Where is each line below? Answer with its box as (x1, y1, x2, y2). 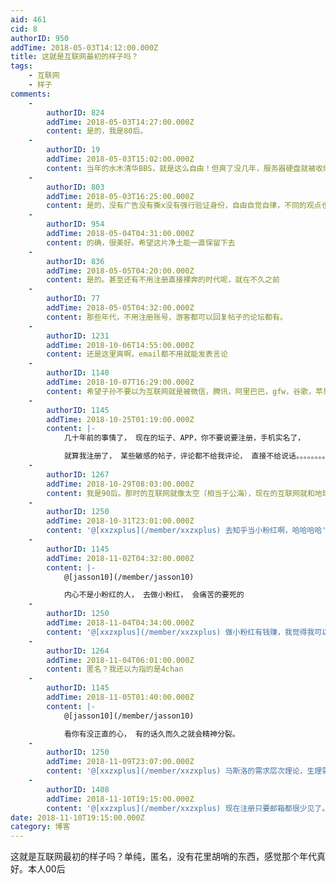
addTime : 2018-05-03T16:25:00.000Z (46, 191, 195, 201)
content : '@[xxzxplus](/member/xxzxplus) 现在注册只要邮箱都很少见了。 (46, 803, 330, 813)
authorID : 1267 (46, 469, 110, 480)
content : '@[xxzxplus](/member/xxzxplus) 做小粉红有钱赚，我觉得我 (46, 627, 315, 637)
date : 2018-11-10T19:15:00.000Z (10, 812, 145, 823)
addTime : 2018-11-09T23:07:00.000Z (46, 757, 195, 767)
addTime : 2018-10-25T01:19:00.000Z (46, 414, 195, 425)
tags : (10, 61, 33, 71)
